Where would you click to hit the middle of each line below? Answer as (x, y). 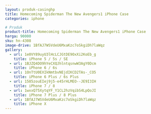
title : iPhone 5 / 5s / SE (41, 59)
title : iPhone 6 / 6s (35, 68)
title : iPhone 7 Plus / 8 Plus (45, 95)
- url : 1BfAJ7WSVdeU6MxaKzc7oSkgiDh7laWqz (53, 99)
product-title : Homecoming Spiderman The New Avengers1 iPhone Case (75, 32)
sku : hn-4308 (18, 41)
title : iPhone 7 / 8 (34, 86)
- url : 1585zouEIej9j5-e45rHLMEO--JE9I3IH (53, 81)
